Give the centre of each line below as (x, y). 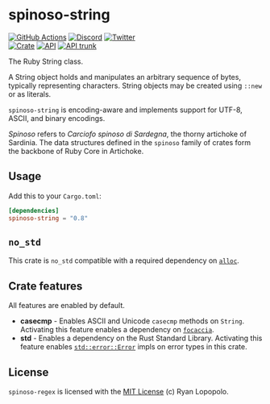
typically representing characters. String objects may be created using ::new (135, 85)
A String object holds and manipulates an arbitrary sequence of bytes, (125, 77)
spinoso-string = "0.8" (48, 218)
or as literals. (30, 94)
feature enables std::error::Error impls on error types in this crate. (133, 347)
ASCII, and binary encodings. (57, 118)
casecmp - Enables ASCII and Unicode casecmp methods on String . (132, 321)
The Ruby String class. (46, 61)
